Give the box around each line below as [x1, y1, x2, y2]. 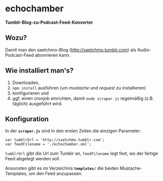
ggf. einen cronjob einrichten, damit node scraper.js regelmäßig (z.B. [12, 95, 154, 101]
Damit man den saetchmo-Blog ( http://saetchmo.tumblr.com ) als [5, 46, 137, 52]
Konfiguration [5, 115, 49, 123]
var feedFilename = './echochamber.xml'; [5, 142, 92, 147]
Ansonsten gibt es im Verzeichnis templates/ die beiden [5, 165, 119, 171]
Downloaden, [12, 80, 40, 86]
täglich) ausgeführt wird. [12, 100, 63, 106]
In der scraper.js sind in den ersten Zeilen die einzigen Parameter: [5, 128, 141, 134]
